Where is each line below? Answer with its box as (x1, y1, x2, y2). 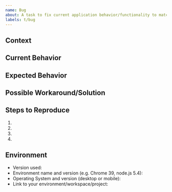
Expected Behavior (5, 71, 68, 80)
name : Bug (5, 7, 27, 13)
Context (5, 36, 32, 45)
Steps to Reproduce (5, 106, 70, 114)
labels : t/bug (5, 17, 36, 22)
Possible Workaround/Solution (5, 88, 105, 97)
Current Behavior (5, 53, 61, 62)
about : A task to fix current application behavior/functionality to (5, 12, 157, 17)
